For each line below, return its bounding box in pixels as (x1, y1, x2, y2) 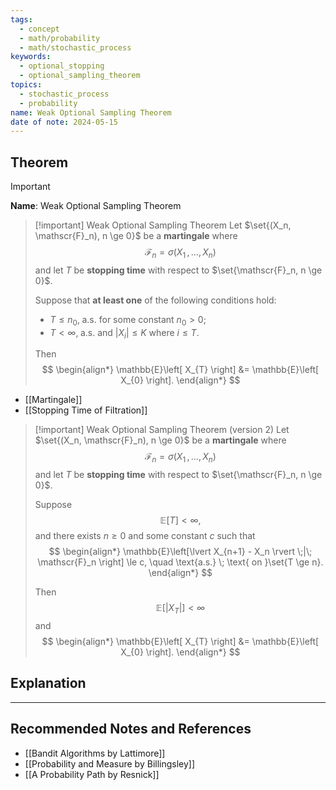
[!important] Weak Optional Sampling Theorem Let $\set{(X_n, (34, 219, 292, 231)
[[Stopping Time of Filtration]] (24, 404, 148, 416)
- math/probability (19, 33, 101, 43)
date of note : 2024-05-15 (10, 117, 118, 127)
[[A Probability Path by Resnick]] (24, 768, 160, 780)
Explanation (10, 675, 87, 692)
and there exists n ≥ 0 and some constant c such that (34, 530, 256, 542)
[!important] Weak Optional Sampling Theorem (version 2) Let (34, 424, 290, 436)
